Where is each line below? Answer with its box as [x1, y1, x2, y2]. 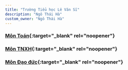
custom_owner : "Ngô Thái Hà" [5, 16, 64, 21]
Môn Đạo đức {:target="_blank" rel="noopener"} [5, 59, 124, 66]
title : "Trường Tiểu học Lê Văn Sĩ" [5, 7, 80, 12]
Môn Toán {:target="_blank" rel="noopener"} [5, 32, 115, 39]
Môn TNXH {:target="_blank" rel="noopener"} [5, 46, 118, 52]
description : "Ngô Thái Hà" [5, 12, 63, 17]
